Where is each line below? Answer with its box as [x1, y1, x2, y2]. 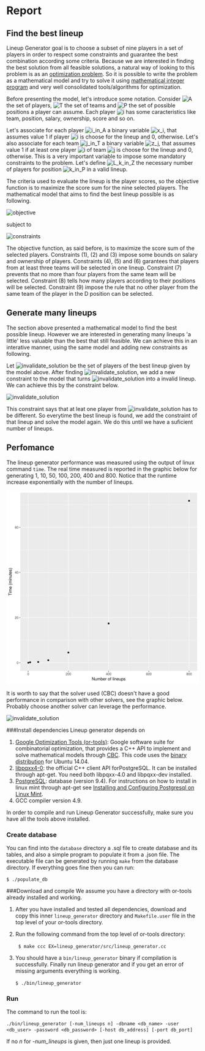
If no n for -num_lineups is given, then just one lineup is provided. [6, 1038, 171, 1045]
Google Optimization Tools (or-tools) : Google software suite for [15, 738, 174, 745]
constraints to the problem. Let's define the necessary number [6, 159, 193, 166]
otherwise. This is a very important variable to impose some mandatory [6, 153, 186, 160]
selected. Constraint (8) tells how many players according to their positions [6, 277, 196, 284]
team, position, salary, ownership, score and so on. [6, 115, 135, 122]
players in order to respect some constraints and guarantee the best [6, 51, 179, 58]
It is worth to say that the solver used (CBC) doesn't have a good [6, 690, 170, 697]
